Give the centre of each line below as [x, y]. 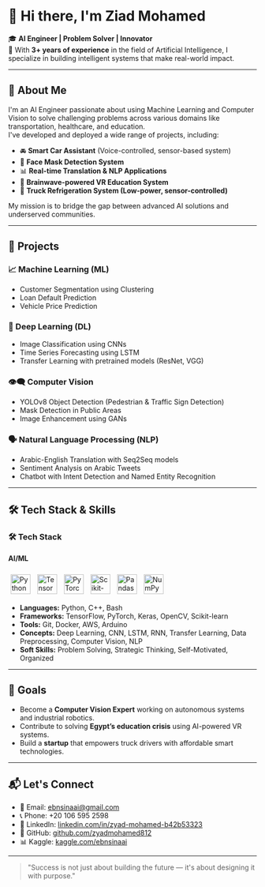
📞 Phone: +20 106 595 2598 [64, 816]
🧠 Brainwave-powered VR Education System [94, 182]
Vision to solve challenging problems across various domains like [114, 118]
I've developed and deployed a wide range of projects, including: [114, 134]
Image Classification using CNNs [73, 344]
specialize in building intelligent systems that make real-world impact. [121, 58]
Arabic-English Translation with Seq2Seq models [99, 460]
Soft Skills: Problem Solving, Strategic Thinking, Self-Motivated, [124, 649]
